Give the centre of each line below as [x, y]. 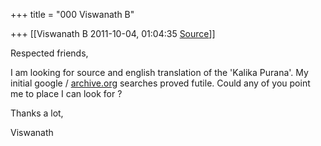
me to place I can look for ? [66, 93]
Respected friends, [49, 53]
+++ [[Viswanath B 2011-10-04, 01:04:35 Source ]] [113, 33]
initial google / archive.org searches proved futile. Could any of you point [160, 83]
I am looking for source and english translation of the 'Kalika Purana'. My [159, 72]
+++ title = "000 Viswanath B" [72, 14]
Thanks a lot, [37, 113]
